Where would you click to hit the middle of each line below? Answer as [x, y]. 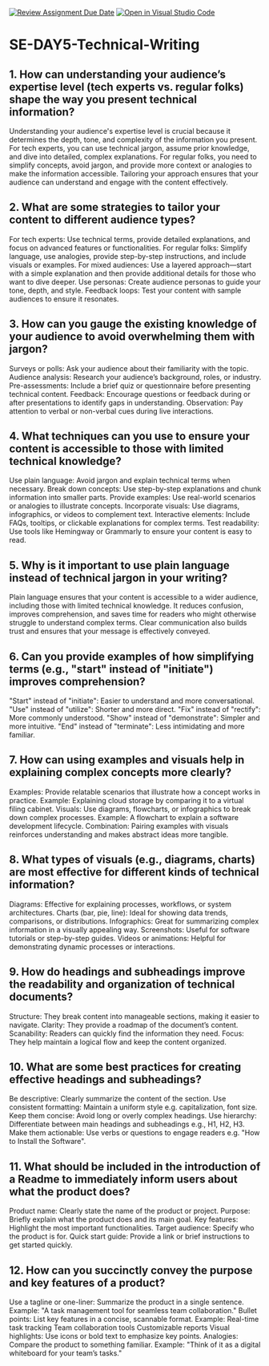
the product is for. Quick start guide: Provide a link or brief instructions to [130, 1237]
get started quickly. [41, 1245]
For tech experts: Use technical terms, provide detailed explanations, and [130, 239]
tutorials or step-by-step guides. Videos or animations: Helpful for [118, 938]
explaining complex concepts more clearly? [120, 772]
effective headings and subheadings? [106, 1079]
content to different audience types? [102, 220]
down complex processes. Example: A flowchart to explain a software [124, 817]
